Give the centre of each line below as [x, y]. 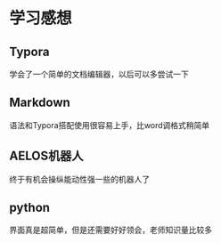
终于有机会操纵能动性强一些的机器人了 [79, 179]
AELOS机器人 [46, 156]
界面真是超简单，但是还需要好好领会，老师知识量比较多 [110, 230]
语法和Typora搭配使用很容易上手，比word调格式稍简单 [110, 125]
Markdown [40, 103]
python [30, 208]
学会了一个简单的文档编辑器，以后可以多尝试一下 [99, 74]
